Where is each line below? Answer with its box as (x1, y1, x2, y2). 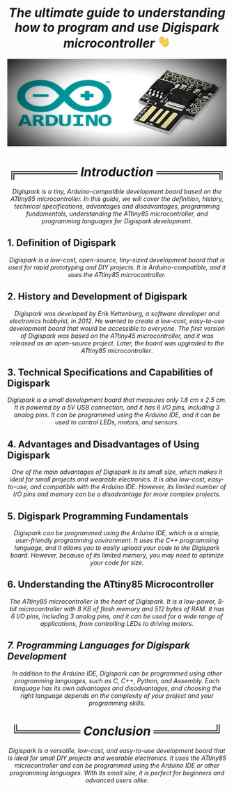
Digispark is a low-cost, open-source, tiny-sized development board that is (9, 255, 225, 264)
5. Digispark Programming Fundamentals (7, 510, 189, 522)
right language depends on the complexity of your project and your (20, 691, 214, 699)
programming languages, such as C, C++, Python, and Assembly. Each (14, 676, 220, 685)
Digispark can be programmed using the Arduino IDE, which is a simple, (13, 529, 221, 537)
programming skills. (88, 699, 146, 707)
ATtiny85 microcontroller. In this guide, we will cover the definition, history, (10, 195, 224, 203)
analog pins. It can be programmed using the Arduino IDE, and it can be (13, 410, 221, 419)
